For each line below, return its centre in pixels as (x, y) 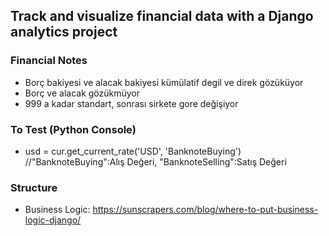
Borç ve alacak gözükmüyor (82, 93)
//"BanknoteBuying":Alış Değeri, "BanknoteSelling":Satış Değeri (155, 161)
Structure (34, 187)
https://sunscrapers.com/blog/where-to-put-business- (205, 210)
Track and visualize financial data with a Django (162, 16)
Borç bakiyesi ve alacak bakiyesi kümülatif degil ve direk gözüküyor (164, 82)
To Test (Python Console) (73, 129)
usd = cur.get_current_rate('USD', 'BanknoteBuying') (133, 151)
